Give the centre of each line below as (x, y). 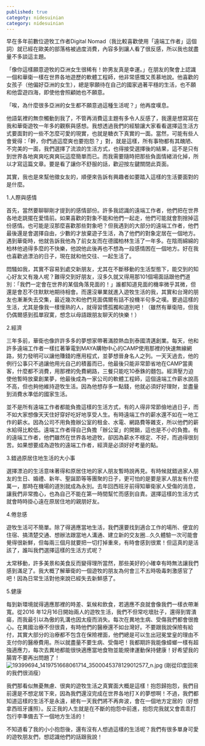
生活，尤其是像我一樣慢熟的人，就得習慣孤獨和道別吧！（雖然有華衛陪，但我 (103, 307)
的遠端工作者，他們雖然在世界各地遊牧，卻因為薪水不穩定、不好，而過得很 (100, 438)
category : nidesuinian (35, 23)
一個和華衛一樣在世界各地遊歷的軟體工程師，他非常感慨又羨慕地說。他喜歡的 (103, 77)
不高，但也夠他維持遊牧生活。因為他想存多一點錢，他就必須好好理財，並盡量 (103, 386)
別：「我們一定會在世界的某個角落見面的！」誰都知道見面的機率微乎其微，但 (101, 285)
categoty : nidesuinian (35, 18)
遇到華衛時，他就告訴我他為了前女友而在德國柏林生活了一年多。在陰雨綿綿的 (103, 241)
